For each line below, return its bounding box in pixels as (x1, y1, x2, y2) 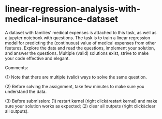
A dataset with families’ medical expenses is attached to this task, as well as (5, 30, 157, 35)
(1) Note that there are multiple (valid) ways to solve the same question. (5, 74, 147, 80)
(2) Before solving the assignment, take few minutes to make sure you (5, 83, 145, 89)
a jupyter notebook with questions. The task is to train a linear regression (5, 35, 150, 41)
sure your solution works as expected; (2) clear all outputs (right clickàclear (5, 103, 156, 109)
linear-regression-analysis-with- (5, 3, 141, 15)
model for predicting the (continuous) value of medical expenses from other (5, 40, 156, 45)
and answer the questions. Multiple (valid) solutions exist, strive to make (5, 50, 149, 56)
